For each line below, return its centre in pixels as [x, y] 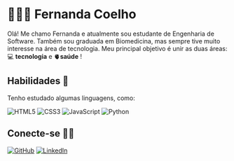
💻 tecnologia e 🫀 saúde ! [45, 56]
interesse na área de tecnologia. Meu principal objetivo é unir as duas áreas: [117, 48]
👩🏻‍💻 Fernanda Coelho [72, 14]
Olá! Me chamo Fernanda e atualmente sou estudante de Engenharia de [111, 34]
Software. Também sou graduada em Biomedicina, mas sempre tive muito [114, 41]
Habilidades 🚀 [38, 81]
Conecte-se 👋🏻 [41, 133]
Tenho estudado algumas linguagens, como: [71, 98]
